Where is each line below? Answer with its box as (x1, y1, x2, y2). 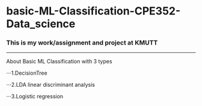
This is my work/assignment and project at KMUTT (6, 39, 158, 47)
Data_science (6, 17, 76, 31)
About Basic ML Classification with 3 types (6, 58, 112, 65)
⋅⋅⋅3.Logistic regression (6, 93, 64, 100)
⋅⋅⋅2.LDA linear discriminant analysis (6, 81, 95, 89)
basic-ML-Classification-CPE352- (6, 4, 181, 18)
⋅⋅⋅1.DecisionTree (6, 69, 47, 76)
